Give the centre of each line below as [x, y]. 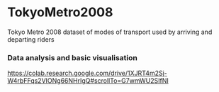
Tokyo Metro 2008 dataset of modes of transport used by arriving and [110, 32]
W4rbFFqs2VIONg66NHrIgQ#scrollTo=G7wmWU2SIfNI [88, 81]
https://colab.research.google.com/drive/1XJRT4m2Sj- [88, 73]
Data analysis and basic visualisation [73, 57]
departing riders [31, 39]
